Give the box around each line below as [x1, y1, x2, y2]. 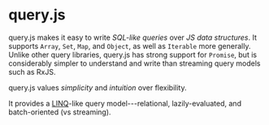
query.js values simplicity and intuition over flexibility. [8, 83, 187, 93]
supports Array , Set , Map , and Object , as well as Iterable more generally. [8, 41, 251, 50]
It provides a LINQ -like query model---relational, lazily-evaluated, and [8, 98, 242, 108]
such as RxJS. [8, 67, 56, 76]
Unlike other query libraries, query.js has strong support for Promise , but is [8, 50, 258, 59]
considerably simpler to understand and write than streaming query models [8, 58, 262, 68]
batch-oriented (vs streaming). [8, 107, 111, 117]
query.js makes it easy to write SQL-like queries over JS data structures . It [8, 32, 258, 42]
